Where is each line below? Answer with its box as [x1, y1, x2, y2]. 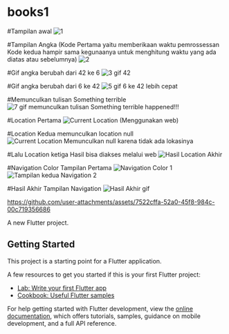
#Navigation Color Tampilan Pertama [7, 163, 112, 171]
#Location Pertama [7, 115, 62, 124]
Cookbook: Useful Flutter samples [17, 291, 115, 299]
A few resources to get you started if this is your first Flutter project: [7, 270, 201, 279]
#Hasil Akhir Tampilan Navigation [7, 184, 102, 192]
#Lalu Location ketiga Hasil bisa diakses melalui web [7, 150, 157, 158]
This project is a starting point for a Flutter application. [7, 257, 162, 265]
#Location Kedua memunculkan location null [7, 129, 134, 138]
